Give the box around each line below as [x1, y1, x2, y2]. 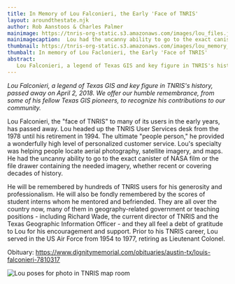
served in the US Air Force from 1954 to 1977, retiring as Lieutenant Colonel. [7, 234, 225, 243]
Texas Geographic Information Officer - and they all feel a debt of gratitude [7, 219, 224, 227]
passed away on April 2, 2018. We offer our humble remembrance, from [7, 89, 215, 97]
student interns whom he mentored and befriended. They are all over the [7, 197, 217, 206]
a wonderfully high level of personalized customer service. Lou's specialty [7, 139, 222, 147]
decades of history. [7, 169, 63, 177]
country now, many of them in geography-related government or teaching [7, 204, 220, 213]
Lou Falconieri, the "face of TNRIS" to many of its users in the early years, [7, 117, 220, 126]
